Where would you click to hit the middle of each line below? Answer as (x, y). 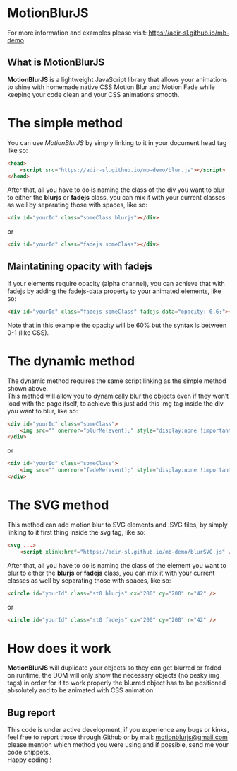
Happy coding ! (30, 760)
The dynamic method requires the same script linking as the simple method (117, 381)
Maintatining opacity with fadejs (80, 267)
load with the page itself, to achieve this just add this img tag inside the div (115, 403)
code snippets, (29, 753)
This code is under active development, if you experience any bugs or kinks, (118, 730)
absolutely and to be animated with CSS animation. (81, 690)
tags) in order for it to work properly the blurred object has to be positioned (117, 683)
